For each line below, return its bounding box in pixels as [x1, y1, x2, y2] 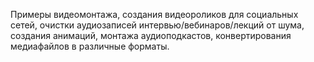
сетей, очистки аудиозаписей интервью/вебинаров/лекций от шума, [10, 19, 305, 31]
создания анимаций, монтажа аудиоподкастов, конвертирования [10, 30, 292, 41]
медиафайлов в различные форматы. [10, 40, 170, 52]
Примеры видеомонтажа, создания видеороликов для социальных [10, 9, 299, 20]
